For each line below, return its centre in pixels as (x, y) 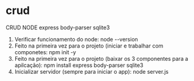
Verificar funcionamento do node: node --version (76, 39)
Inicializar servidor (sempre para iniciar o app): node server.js (91, 71)
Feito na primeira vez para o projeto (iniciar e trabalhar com (89, 46)
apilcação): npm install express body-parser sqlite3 (79, 65)
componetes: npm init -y (45, 52)
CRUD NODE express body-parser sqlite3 (58, 27)
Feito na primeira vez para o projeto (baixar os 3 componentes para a (101, 58)
